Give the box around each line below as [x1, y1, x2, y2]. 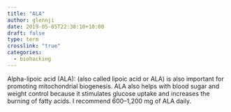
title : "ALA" [7, 10, 45, 17]
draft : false [7, 29, 45, 37]
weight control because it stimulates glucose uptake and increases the [7, 89, 211, 97]
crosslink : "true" [7, 42, 61, 49]
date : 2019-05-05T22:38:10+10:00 [7, 23, 105, 30]
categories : [7, 49, 42, 56]
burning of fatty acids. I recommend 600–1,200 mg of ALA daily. [7, 97, 192, 105]
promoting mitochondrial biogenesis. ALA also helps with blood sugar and [7, 81, 220, 90]
